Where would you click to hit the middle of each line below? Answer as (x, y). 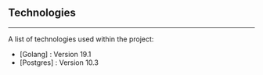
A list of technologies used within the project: (81, 39)
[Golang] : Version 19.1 (55, 54)
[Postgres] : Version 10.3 (59, 62)
